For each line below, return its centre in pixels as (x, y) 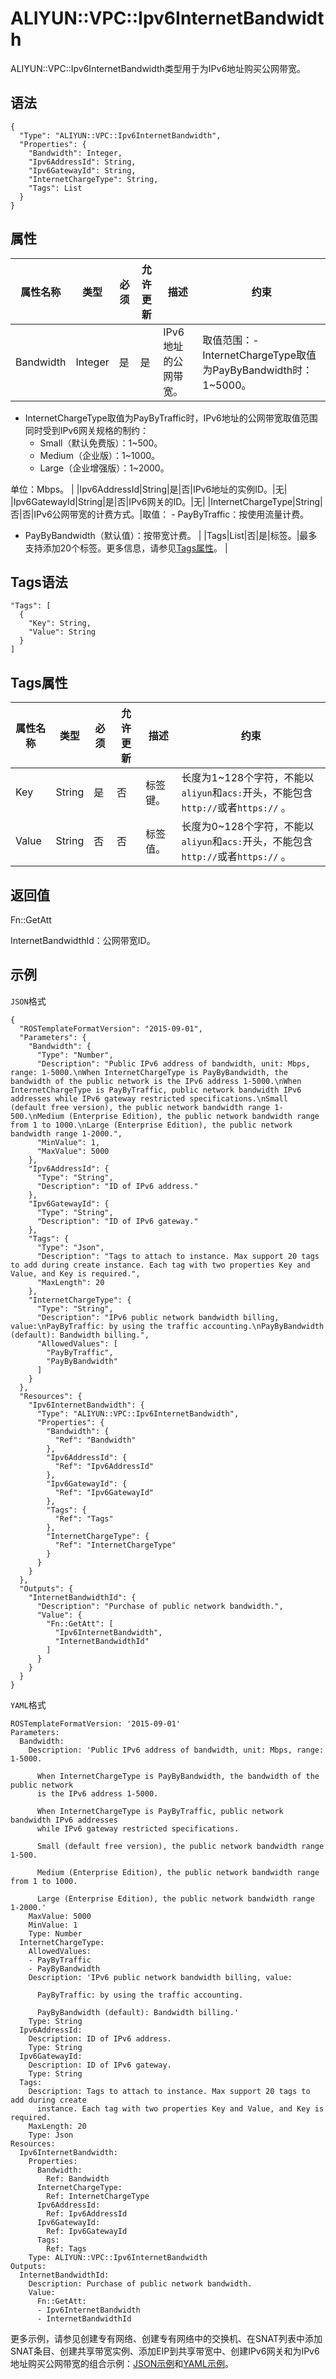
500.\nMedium (37, 1116)
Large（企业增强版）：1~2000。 (104, 468)
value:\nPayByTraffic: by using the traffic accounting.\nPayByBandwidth (167, 1326)
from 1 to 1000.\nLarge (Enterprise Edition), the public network (151, 1125)
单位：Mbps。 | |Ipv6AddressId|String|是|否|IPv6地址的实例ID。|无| (149, 489)
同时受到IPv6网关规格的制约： (87, 430)
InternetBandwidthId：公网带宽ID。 (83, 940)
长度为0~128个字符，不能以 (248, 827)
